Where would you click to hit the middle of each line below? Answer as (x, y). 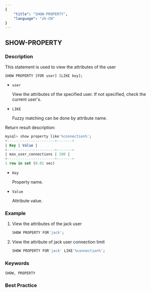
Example (15, 213)
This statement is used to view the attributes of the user (61, 67)
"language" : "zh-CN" (34, 18)
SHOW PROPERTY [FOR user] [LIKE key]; (44, 76)
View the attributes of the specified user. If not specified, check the (79, 94)
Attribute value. (27, 201)
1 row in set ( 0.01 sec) (30, 163)
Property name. (27, 182)
